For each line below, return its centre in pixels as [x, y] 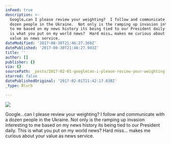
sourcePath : [18, 72]
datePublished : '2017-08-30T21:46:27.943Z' [52, 48]
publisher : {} [20, 62]
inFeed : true [19, 10]
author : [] [17, 57]
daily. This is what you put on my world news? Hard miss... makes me [78, 130]
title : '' [16, 52]
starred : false [21, 76]
